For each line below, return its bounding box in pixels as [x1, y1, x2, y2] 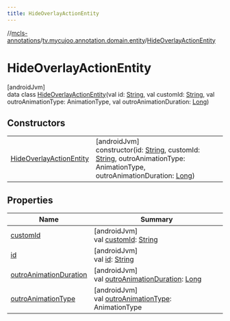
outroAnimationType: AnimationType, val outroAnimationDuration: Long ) [7, 97, 209, 106]
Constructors [7, 117, 66, 129]
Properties [7, 194, 53, 206]
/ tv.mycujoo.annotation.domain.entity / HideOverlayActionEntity [40, 36, 216, 45]
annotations [7, 36, 41, 45]
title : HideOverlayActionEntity [7, 10, 99, 17]
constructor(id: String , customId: [95, 145, 201, 155]
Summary [140, 215, 173, 224]
